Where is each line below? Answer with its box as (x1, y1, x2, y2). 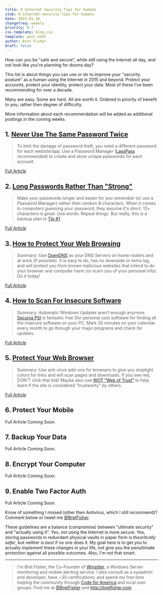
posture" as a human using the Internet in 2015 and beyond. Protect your (5, 77, 150, 82)
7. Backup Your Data (5, 433, 67, 441)
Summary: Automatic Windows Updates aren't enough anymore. (16, 309, 146, 315)
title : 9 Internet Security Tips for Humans (5, 7, 97, 12)
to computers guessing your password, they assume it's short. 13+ (16, 206, 150, 211)
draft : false (5, 43, 32, 48)
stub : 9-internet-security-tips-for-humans (5, 12, 95, 17)
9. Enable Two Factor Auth (5, 487, 86, 495)
